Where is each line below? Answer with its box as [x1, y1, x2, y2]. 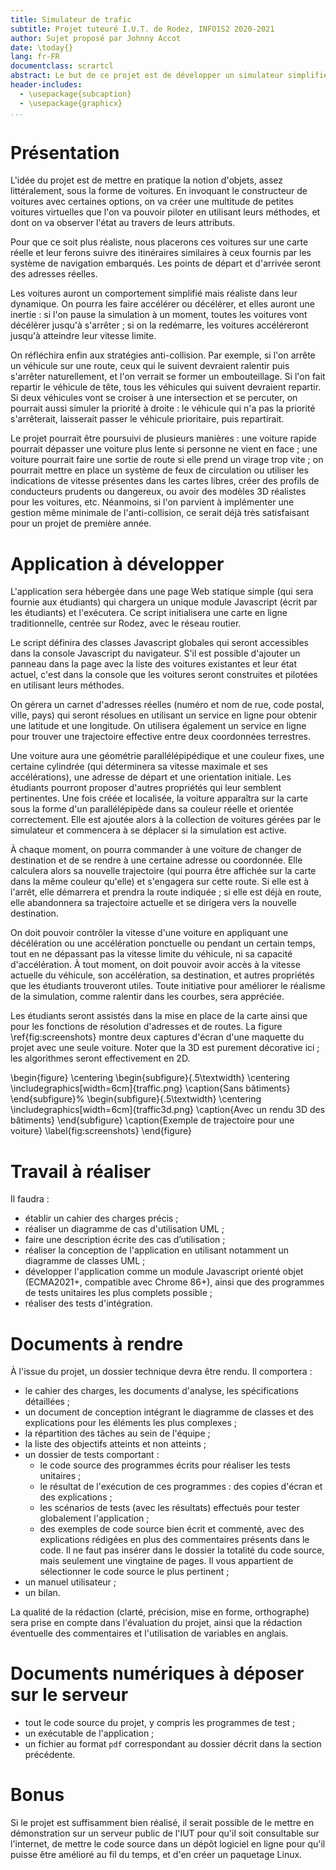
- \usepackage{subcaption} [19, 89, 132, 99]
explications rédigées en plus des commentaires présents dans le [39, 1534, 310, 1546]
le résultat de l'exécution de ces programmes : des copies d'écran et [39, 1481, 323, 1493]
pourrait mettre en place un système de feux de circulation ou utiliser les [10, 464, 309, 476]
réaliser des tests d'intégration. [24, 1297, 153, 1310]
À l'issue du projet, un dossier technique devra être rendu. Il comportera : [10, 1366, 313, 1378]
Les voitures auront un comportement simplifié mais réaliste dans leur [10, 287, 298, 300]
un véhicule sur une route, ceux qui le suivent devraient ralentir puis [10, 360, 290, 372]
